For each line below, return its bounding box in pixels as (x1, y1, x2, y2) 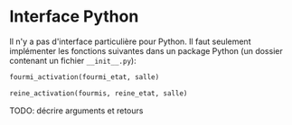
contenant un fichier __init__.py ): (9, 55, 137, 66)
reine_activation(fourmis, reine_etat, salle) (9, 88, 188, 98)
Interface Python (9, 6, 139, 27)
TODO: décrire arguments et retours (9, 105, 144, 116)
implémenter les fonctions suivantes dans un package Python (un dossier (9, 45, 283, 56)
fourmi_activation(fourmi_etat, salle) (9, 72, 160, 82)
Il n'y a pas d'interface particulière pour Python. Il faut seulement (9, 36, 251, 47)
